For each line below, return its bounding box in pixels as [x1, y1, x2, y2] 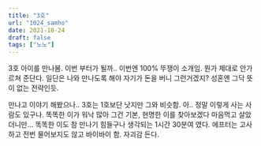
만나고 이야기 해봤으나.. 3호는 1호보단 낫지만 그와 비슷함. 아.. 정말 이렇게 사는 [8, 100, 244, 110]
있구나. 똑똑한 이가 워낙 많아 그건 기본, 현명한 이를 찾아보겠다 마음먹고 [22, 110, 237, 119]
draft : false [8, 33, 51, 42]
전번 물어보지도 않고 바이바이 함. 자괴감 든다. [22, 129, 160, 139]
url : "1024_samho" [8, 19, 69, 27]
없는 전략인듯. [16, 84, 59, 93]
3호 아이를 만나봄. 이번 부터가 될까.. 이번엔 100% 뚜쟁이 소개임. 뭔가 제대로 [8, 64, 238, 73]
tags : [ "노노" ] [8, 41, 55, 49]
